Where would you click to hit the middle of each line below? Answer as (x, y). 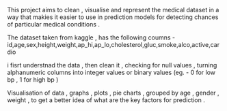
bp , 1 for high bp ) (33, 80)
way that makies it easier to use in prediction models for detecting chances (113, 17)
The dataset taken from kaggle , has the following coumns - (91, 37)
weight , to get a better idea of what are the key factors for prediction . (106, 100)
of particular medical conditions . (54, 24)
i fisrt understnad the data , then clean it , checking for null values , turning (112, 65)
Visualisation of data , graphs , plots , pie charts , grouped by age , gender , (113, 93)
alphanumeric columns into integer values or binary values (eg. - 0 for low (111, 72)
